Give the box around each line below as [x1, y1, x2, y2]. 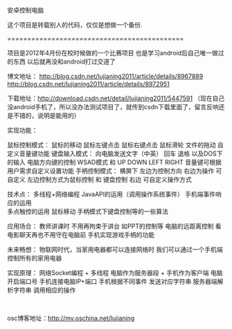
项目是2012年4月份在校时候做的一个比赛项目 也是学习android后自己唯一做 [7, 49, 218, 57]
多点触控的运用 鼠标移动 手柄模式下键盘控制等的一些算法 [7, 207, 168, 216]
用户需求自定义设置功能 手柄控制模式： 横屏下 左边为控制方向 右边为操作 [7, 167, 215, 175]
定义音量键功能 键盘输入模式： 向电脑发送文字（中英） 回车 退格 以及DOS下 [7, 149, 223, 158]
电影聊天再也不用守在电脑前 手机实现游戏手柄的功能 [7, 231, 154, 238]
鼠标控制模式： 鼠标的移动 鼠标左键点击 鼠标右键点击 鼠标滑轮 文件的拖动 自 [7, 141, 224, 149]
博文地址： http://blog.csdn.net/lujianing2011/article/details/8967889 [7, 72, 204, 80]
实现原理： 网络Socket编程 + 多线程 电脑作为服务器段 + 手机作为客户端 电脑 [7, 269, 223, 276]
